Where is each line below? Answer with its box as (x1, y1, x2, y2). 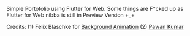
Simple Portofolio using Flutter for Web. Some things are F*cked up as (6, 5, 184, 12)
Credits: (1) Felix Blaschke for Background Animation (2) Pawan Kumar (6, 23, 184, 30)
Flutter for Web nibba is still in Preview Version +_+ (6, 11, 135, 19)
